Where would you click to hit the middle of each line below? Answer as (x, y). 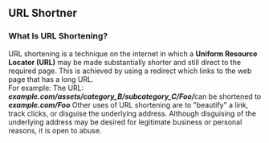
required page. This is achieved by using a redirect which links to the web (130, 71)
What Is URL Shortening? (58, 36)
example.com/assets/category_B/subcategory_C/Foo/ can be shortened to (135, 96)
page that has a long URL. (51, 79)
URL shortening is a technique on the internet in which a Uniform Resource (133, 53)
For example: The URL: (46, 88)
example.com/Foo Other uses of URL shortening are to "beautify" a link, (128, 104)
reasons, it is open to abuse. (55, 130)
